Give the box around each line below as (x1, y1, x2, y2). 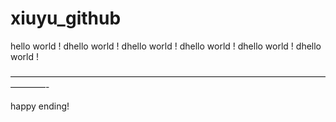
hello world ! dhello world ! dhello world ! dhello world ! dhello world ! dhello (10, 40, 322, 52)
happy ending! (10, 100, 70, 112)
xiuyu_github (10, 7, 122, 30)
